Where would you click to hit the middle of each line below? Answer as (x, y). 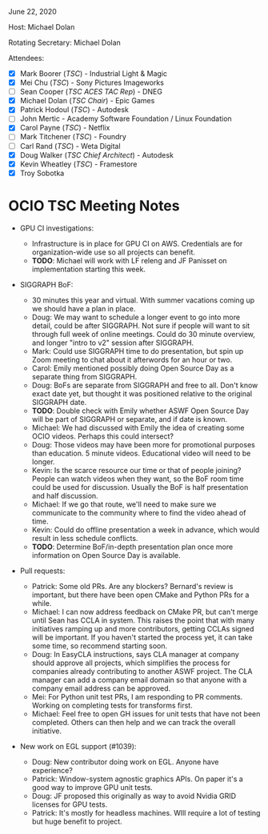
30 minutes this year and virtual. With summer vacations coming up (143, 300)
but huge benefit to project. (77, 821)
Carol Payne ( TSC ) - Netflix (65, 128)
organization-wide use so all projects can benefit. (114, 252)
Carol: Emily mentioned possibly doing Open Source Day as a (133, 368)
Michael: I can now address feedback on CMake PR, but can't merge (145, 611)
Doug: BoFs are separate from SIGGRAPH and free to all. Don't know (145, 385)
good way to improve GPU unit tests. (92, 787)
